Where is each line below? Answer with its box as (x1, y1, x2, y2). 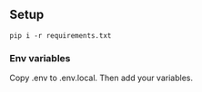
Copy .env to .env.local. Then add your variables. (9, 72, 194, 84)
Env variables (9, 51, 71, 64)
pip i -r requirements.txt (9, 31, 112, 40)
